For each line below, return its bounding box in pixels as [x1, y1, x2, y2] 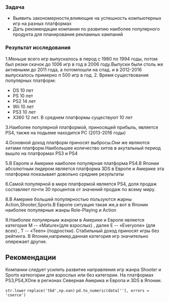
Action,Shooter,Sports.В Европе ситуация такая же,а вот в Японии [5, 201, 149, 207]
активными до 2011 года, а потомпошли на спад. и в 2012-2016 [5, 66, 142, 72]
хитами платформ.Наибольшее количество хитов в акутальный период [5, 145, 161, 151]
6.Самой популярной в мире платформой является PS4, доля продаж [5, 181, 157, 187]
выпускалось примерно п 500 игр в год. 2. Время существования [5, 72, 149, 78]
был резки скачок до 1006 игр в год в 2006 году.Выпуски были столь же [5, 61, 163, 67]
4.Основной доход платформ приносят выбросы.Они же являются [5, 139, 150, 146]
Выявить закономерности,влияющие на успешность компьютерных [12, 15, 162, 21]
